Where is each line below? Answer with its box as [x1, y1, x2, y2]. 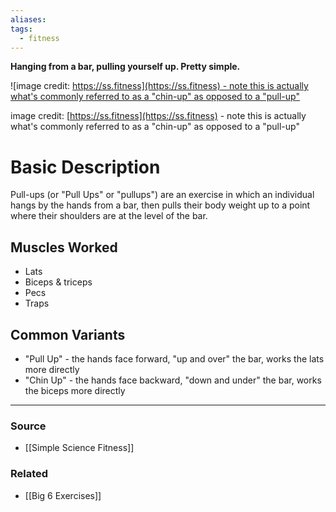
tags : [10, 24, 33, 34]
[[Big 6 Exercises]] [24, 489, 102, 501]
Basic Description [10, 156, 161, 178]
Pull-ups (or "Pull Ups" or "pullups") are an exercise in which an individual [10, 189, 315, 201]
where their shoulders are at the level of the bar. [10, 210, 208, 222]
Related [10, 467, 49, 481]
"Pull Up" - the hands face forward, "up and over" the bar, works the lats [24, 352, 325, 365]
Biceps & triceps [24, 276, 93, 288]
